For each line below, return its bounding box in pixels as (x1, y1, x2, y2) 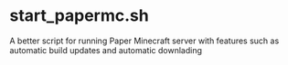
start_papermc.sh (9, 5, 149, 26)
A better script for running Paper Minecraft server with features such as (9, 35, 280, 46)
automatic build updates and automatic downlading (9, 44, 203, 55)
